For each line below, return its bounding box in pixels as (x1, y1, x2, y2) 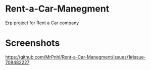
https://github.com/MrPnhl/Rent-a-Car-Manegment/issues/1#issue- (5, 54, 146, 60)
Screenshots (5, 37, 60, 49)
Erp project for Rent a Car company (5, 20, 79, 26)
